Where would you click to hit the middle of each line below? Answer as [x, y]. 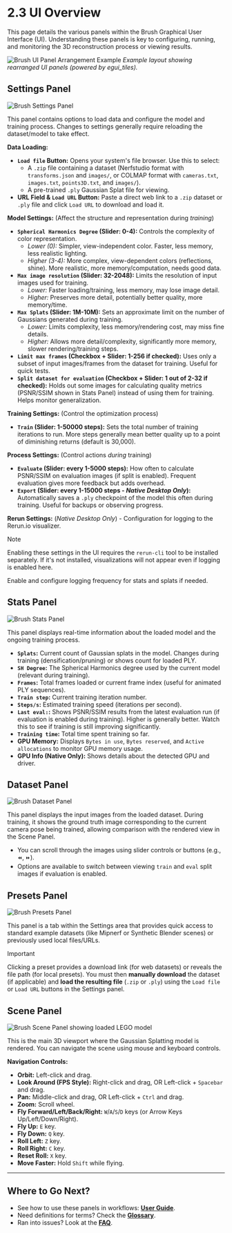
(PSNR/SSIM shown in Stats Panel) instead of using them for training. [115, 392]
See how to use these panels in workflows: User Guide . [96, 1207]
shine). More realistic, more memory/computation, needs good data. [124, 268]
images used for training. [52, 283]
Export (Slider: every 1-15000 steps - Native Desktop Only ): [104, 490]
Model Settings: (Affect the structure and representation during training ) [110, 218]
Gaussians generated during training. [70, 319]
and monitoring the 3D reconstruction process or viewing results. [100, 46]
